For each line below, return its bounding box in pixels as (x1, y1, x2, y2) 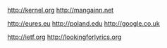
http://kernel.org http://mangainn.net (7, 6, 114, 14)
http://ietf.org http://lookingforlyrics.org (7, 33, 122, 41)
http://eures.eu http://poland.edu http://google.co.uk (7, 19, 160, 27)
